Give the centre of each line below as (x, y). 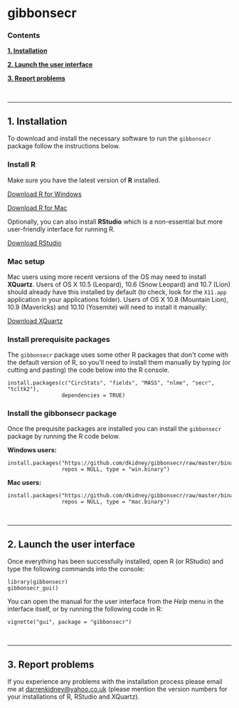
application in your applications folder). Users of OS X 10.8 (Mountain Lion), (118, 299)
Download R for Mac (37, 207)
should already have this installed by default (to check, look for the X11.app (117, 292)
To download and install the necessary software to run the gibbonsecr (110, 139)
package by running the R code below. (64, 437)
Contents (24, 36)
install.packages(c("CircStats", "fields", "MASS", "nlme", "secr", (111, 383)
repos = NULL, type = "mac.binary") (116, 502)
